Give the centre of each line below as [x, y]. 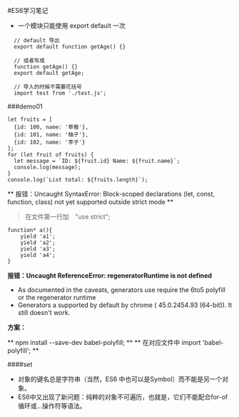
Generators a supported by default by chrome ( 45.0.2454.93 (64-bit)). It [125, 305]
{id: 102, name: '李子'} [50, 142]
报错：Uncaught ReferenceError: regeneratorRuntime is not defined [110, 276]
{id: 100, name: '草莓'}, [51, 127]
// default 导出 [37, 41]
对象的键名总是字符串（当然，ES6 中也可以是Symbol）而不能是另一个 [120, 379]
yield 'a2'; [38, 243]
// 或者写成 [29, 61]
